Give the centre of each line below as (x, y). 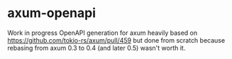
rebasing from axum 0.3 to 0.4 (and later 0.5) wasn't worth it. (96, 48)
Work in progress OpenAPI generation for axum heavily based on (103, 33)
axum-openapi (52, 13)
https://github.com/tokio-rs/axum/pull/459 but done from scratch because (116, 40)
